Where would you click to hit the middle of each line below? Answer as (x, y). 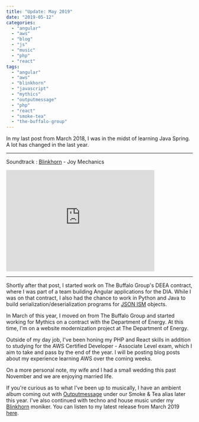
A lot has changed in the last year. (47, 145)
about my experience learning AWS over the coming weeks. (79, 359)
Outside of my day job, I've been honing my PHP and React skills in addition (98, 340)
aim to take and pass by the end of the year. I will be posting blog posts (93, 352)
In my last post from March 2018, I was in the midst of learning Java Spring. (98, 138)
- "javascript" (30, 89)
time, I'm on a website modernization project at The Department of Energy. (97, 328)
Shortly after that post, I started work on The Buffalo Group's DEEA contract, (99, 285)
